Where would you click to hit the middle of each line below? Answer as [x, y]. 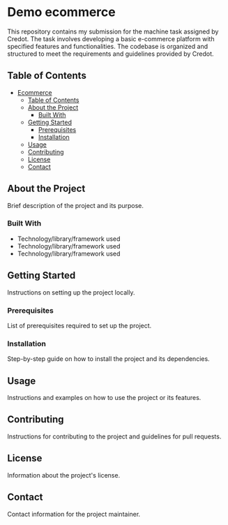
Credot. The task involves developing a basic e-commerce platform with [111, 38]
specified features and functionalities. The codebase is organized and [107, 46]
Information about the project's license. [64, 475]
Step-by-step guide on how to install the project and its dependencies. [109, 359]
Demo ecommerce [62, 12]
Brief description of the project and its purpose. [76, 205]
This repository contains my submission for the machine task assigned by [113, 31]
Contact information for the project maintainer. [74, 514]
